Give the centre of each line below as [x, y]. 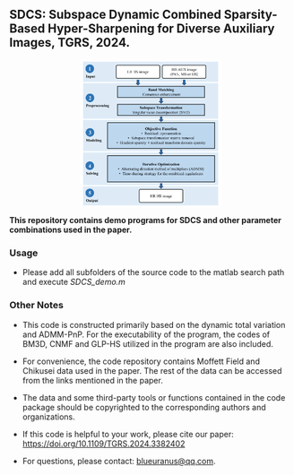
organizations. [48, 417]
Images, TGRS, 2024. [69, 43]
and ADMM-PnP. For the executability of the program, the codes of [146, 334]
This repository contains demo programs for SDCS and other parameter [146, 220]
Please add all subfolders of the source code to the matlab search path [153, 272]
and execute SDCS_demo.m [73, 282]
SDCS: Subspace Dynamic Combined [116, 15]
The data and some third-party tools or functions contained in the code [154, 397]
